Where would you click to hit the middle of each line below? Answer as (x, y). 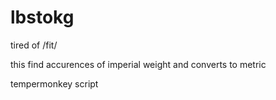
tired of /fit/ (34, 45)
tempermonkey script (54, 83)
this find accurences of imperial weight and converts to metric (138, 64)
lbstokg (42, 17)
